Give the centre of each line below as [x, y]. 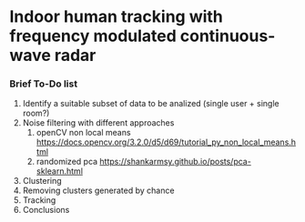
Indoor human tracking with [116, 17]
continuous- [228, 36]
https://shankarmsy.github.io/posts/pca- [176, 162]
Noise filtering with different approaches [98, 123]
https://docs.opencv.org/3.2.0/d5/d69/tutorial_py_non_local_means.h [166, 142]
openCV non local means [83, 133]
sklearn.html [60, 171]
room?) [36, 113]
